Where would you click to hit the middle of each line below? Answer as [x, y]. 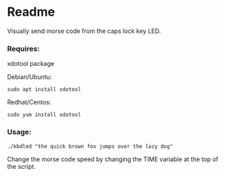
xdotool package [31, 64]
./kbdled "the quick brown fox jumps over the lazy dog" [90, 146]
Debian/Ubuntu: [29, 77]
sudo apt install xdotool [44, 90]
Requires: [23, 49]
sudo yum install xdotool [44, 115]
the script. [22, 166]
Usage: [20, 132]
